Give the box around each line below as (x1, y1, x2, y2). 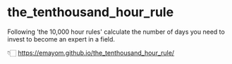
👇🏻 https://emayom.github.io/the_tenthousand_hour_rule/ (7, 49, 175, 57)
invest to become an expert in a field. (7, 34, 115, 43)
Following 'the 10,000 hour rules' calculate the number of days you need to (7, 27, 226, 36)
